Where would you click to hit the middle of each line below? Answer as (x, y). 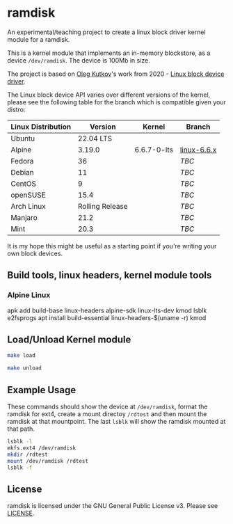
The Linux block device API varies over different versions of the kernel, (109, 95)
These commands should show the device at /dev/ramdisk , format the (107, 406)
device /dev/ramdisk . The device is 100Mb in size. (79, 60)
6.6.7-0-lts (154, 150)
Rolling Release (103, 206)
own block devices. (35, 253)
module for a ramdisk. (39, 39)
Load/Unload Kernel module (69, 340)
